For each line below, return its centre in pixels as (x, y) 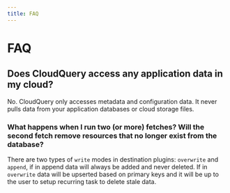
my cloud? (30, 85)
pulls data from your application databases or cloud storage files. (101, 109)
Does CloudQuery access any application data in (115, 74)
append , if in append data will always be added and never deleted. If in (107, 167)
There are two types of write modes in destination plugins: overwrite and (113, 159)
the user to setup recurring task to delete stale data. (82, 181)
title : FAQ (23, 14)
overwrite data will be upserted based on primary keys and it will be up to (113, 174)
